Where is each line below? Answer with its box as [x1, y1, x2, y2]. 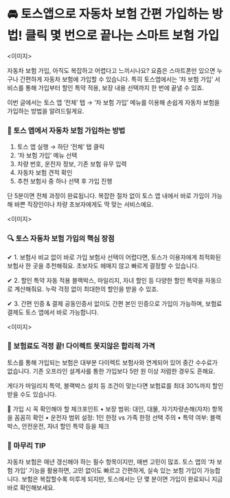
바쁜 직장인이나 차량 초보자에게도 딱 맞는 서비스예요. [14, 200, 154, 208]
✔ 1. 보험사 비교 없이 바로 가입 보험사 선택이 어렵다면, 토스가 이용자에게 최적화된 [7, 252, 221, 261]
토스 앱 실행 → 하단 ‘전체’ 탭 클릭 [16, 142, 105, 151]
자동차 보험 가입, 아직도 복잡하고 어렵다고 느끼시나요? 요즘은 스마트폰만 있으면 [7, 66, 216, 74]
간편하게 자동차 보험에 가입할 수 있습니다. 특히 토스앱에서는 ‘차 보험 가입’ [19, 75, 214, 83]
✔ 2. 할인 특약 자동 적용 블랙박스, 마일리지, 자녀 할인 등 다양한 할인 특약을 [7, 276, 204, 284]
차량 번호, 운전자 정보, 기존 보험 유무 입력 [16, 160, 127, 169]
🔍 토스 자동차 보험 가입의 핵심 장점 [7, 234, 115, 243]
